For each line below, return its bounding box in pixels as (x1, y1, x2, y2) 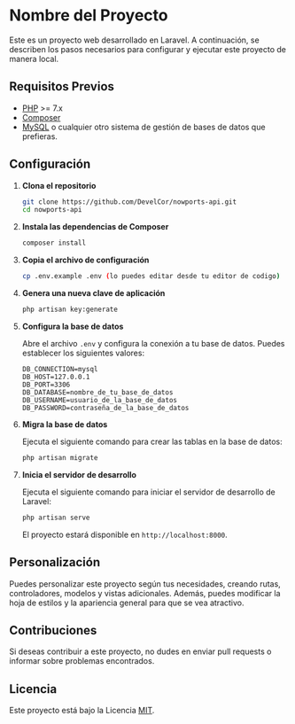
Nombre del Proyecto (9, 5, 168, 26)
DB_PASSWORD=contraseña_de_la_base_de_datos (21, 403, 190, 412)
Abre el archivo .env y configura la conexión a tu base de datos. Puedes (21, 338, 285, 348)
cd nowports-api (21, 206, 82, 214)
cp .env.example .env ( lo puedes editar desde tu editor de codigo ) (21, 272, 281, 281)
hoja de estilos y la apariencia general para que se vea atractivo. (9, 597, 245, 608)
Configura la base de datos (21, 321, 124, 331)
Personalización (9, 555, 101, 570)
